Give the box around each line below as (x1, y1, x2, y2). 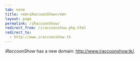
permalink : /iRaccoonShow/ (5, 21, 60, 26)
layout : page (5, 16, 32, 21)
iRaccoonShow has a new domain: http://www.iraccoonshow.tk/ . (5, 48, 136, 54)
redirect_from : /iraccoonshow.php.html (5, 26, 87, 30)
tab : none (5, 7, 25, 12)
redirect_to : (5, 30, 32, 35)
